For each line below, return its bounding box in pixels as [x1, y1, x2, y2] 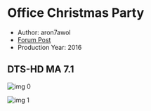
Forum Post [17, 35, 51, 44]
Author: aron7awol [17, 28, 71, 37]
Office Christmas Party [7, 5, 145, 21]
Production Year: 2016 [17, 43, 82, 51]
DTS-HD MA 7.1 [7, 63, 74, 75]
